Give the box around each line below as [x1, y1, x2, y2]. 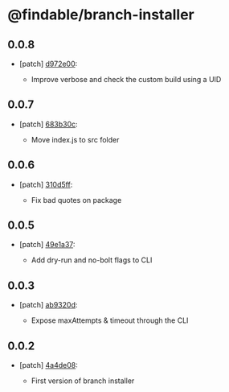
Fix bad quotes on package [31, 195, 122, 204]
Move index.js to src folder [31, 134, 120, 144]
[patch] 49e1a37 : [18, 240, 76, 250]
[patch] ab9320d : [18, 300, 78, 310]
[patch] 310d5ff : [18, 179, 73, 189]
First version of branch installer [31, 376, 135, 386]
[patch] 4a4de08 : [18, 361, 78, 370]
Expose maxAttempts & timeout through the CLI [31, 316, 189, 325]
